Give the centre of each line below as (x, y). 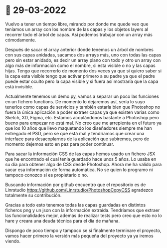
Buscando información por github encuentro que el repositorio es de (76, 185)
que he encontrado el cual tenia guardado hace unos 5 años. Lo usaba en (81, 159)
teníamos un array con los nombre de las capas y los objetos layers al (77, 29)
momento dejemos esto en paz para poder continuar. (60, 144)
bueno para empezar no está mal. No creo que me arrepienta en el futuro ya (83, 123)
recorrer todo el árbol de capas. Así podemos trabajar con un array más (79, 34)
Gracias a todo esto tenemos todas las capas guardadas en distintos (76, 205)
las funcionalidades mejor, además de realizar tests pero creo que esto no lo (83, 215)
